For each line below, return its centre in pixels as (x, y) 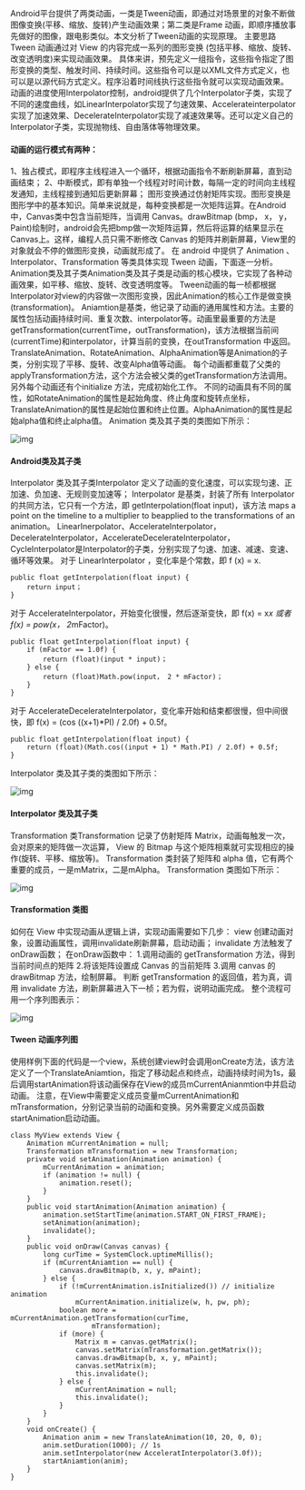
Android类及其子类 (46, 460)
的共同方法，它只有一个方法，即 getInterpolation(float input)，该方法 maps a (153, 506)
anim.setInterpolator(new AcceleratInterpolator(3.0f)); (152, 1454)
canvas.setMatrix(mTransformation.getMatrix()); (168, 1350)
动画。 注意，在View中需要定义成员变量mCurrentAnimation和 (125, 1096)
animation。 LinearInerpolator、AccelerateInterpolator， (116, 527)
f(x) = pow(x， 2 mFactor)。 (60, 625)
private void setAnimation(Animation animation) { (124, 1159)
